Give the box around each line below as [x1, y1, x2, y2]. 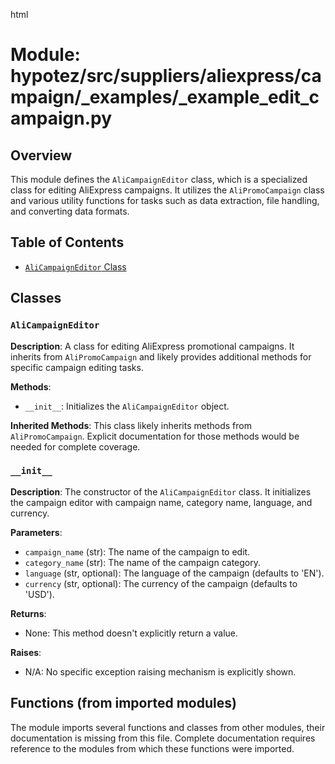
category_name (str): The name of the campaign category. [24, 556, 261, 568]
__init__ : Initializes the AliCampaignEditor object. [24, 400, 230, 412]
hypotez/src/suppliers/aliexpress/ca [10, 65, 322, 88]
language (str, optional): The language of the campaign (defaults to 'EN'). [24, 567, 325, 579]
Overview [10, 147, 73, 164]
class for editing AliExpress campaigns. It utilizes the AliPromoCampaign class [10, 184, 325, 196]
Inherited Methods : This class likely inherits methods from [10, 419, 252, 431]
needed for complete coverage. [10, 440, 141, 453]
